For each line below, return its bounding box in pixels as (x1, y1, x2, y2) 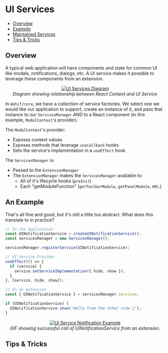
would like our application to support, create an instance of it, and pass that (5, 106, 163, 112)
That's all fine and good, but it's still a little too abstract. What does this (5, 211, 153, 217)
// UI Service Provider (5, 254, 56, 260)
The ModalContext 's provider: (5, 126, 66, 133)
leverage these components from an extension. (5, 75, 104, 82)
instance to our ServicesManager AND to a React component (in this (5, 111, 145, 117)
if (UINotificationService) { (5, 301, 69, 306)
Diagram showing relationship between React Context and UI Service (12, 90, 158, 97)
